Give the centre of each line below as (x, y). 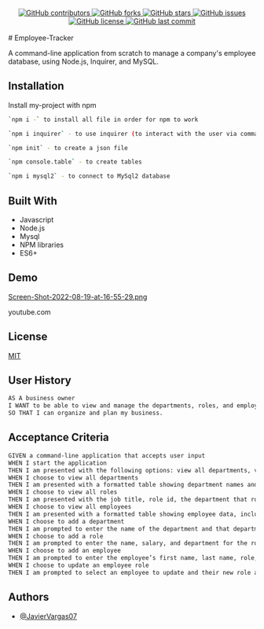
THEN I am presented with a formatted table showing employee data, (123, 514)
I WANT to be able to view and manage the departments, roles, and (121, 406)
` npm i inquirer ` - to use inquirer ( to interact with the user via (123, 134)
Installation (36, 86)
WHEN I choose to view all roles (63, 492)
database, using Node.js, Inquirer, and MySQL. (84, 61)
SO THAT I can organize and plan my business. (86, 413)
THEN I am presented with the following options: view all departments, (130, 470)
